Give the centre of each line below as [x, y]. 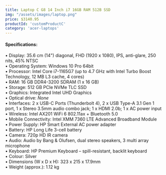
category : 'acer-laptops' [32, 28]
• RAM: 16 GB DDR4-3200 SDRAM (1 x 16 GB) [52, 82]
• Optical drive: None [27, 98]
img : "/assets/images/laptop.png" [41, 14]
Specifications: [21, 44]
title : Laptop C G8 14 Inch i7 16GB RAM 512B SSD [58, 10]
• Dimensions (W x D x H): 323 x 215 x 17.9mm [53, 162]
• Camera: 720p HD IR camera [36, 135]
